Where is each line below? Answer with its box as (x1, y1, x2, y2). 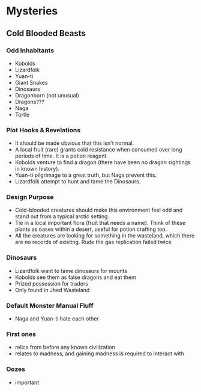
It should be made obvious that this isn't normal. (14, 139, 134, 147)
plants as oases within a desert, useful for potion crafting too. (14, 225, 167, 233)
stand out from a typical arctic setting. (14, 213, 110, 220)
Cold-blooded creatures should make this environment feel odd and (14, 206, 183, 214)
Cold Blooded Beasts (6, 28, 86, 38)
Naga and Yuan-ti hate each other (14, 315, 99, 322)
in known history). (14, 165, 60, 173)
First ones (6, 329, 36, 338)
